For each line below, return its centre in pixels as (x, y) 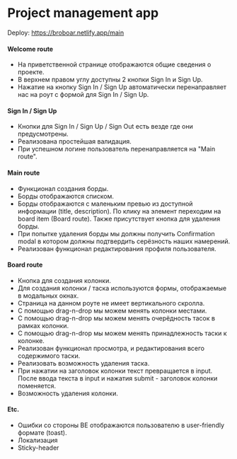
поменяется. (37, 385)
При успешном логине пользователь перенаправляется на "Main (116, 149)
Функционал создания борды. (63, 188)
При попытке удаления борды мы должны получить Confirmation (116, 233)
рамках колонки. (43, 325)
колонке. (31, 340)
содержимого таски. (49, 356)
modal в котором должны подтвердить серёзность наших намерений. (124, 241)
